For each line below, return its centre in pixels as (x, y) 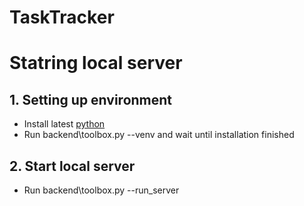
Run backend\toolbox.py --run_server (101, 190)
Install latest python (64, 124)
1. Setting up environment (91, 99)
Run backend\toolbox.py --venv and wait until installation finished (159, 135)
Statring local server (96, 63)
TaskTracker (62, 17)
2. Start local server (72, 166)
